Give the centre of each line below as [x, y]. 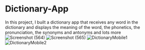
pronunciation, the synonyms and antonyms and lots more [63, 32]
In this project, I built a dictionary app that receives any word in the [72, 22]
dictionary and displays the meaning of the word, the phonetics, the [73, 27]
